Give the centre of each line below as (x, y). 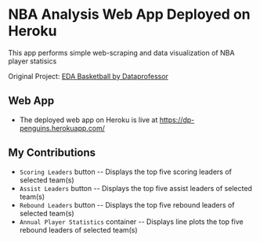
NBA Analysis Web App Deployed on (129, 14)
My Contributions (52, 153)
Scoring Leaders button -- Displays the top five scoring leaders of (126, 172)
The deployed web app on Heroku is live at (88, 120)
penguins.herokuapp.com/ (62, 128)
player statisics (32, 61)
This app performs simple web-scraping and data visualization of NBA (121, 52)
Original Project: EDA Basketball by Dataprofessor (88, 76)
